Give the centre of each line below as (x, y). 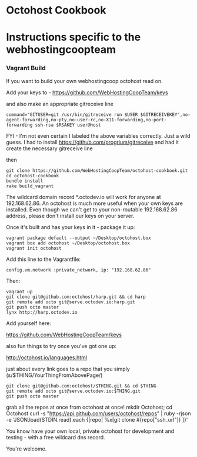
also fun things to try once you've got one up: (61, 346)
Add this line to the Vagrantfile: (44, 259)
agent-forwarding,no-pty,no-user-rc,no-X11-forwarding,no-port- (86, 120)
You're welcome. (26, 449)
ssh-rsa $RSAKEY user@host (68, 125)
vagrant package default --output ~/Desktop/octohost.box (79, 238)
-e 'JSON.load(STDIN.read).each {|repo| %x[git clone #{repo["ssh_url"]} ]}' (97, 419)
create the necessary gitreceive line (49, 148)
